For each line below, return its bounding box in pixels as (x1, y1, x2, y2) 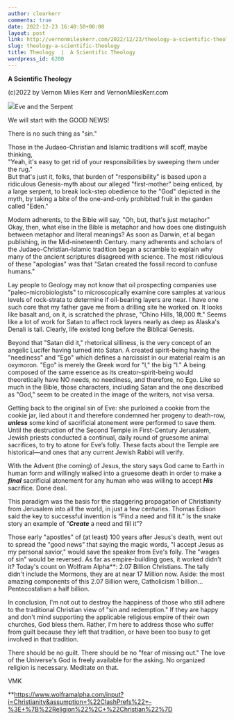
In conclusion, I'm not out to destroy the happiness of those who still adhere (8, 598, 225, 606)
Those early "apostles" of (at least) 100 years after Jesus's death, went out (8, 533, 223, 541)
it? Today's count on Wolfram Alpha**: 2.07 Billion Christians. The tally (8, 562, 209, 570)
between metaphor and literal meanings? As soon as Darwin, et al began (8, 230, 215, 239)
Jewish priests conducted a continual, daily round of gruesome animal (8, 433, 209, 442)
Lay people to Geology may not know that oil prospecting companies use (8, 280, 217, 289)
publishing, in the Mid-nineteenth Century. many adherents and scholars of (8, 237, 223, 246)
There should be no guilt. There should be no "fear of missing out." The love (8, 648, 226, 657)
